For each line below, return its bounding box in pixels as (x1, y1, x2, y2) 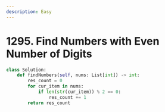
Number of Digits (6, 47, 92, 60)
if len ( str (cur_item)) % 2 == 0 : (38, 89, 121, 95)
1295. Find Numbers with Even (6, 34, 160, 48)
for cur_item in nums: (27, 83, 84, 89)
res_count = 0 (27, 78, 63, 84)
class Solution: (6, 67, 46, 73)
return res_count (27, 99, 70, 106)
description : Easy (6, 8, 52, 15)
